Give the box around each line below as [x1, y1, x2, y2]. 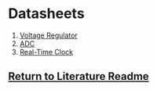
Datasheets [8, 5, 85, 23]
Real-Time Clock [19, 47, 74, 56]
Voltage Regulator [19, 31, 78, 40]
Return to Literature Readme [8, 70, 149, 83]
